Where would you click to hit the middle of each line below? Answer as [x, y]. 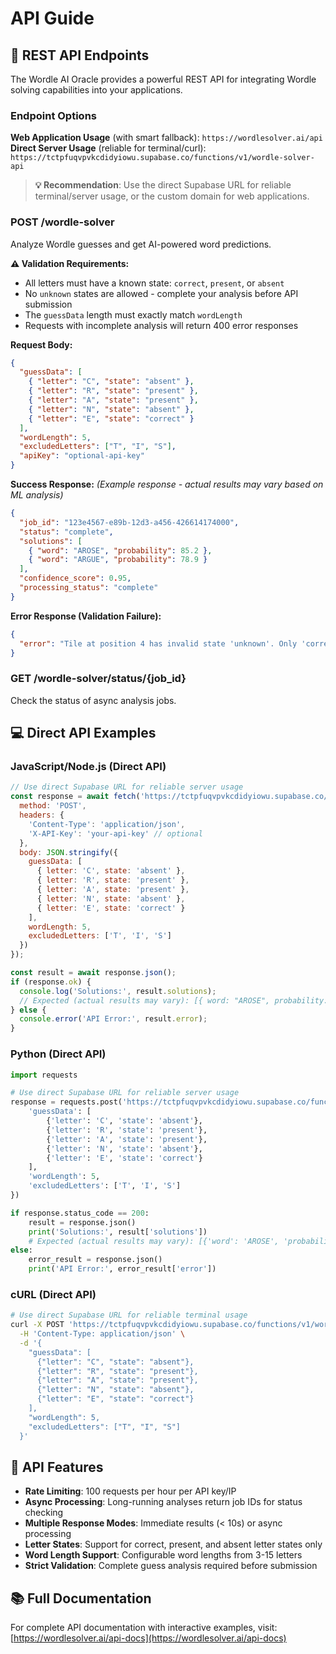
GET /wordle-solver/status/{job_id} [98, 679]
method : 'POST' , [53, 806]
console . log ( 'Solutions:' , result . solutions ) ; [118, 991]
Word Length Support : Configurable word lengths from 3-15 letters [163, 1555]
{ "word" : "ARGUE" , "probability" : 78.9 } [118, 560]
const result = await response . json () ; [93, 973]
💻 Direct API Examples [83, 733]
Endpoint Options [53, 115]
